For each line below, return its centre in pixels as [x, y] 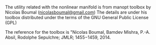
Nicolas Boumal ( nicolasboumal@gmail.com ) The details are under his [76, 12]
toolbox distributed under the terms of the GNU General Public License [77, 17]
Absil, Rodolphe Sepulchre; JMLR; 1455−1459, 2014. [58, 37]
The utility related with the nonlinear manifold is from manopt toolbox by [78, 7]
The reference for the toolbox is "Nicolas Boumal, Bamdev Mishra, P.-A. [78, 32]
